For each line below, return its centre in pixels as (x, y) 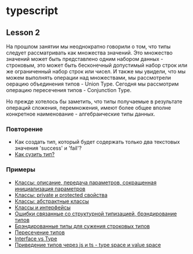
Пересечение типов (40, 232)
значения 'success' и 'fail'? (48, 148)
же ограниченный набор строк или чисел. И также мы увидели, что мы (96, 71)
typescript (32, 11)
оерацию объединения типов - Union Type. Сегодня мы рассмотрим (92, 84)
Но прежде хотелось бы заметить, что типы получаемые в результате (94, 101)
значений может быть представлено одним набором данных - (84, 59)
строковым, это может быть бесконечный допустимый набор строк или (97, 65)
